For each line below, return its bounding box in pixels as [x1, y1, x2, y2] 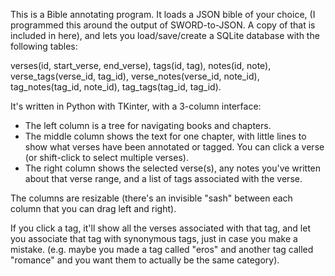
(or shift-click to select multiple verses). [24, 152, 189, 163]
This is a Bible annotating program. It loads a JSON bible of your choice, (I [10, 9, 316, 20]
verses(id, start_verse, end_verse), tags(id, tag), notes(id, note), [10, 60, 272, 71]
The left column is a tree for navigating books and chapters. [24, 120, 272, 131]
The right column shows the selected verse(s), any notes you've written [24, 162, 322, 174]
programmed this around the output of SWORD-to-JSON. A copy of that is [10, 19, 316, 31]
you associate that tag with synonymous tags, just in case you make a [10, 233, 298, 244]
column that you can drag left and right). [10, 203, 177, 214]
